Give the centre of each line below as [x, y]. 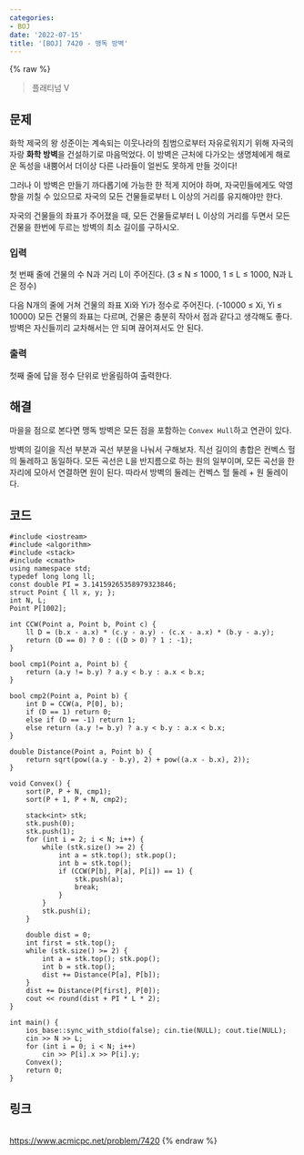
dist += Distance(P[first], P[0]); [93, 991]
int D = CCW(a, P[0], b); [75, 704]
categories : [32, 18]
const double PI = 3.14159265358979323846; [93, 585]
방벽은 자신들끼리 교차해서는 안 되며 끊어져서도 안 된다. [106, 328]
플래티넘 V [51, 88]
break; [87, 887]
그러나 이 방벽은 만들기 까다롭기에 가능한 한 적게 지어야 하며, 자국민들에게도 [143, 185]
